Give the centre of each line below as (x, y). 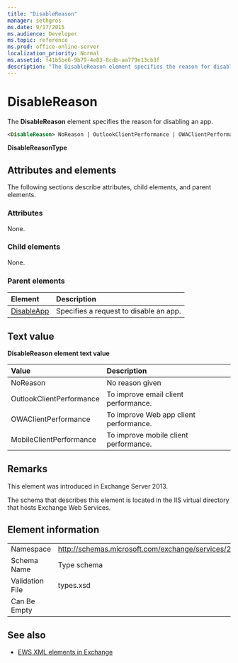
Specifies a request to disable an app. (119, 311)
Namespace (31, 549)
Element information (53, 530)
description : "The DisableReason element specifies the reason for (109, 67)
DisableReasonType (37, 148)
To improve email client (145, 394)
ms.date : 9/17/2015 (36, 27)
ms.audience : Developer (42, 34)
